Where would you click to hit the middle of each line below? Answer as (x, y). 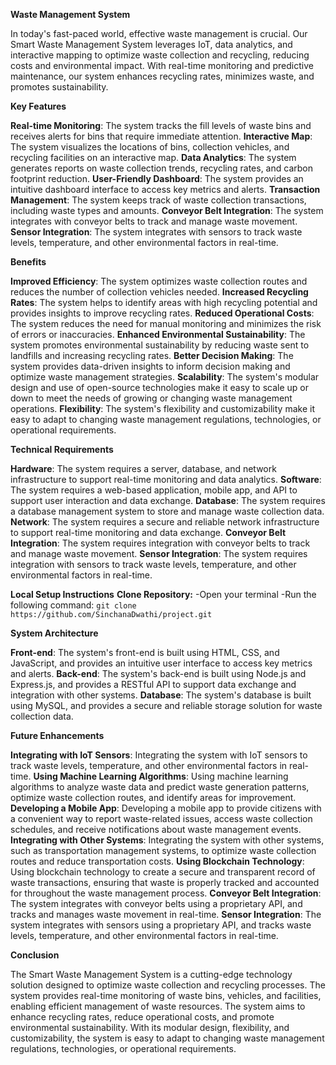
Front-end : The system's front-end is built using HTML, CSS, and (145, 652)
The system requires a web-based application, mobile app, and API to (154, 490)
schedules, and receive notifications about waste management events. (156, 829)
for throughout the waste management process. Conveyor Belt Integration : (166, 893)
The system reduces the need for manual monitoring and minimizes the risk (166, 323)
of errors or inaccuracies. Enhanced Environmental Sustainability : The (158, 334)
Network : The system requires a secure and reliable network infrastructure (165, 522)
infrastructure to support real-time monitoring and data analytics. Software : (166, 479)
